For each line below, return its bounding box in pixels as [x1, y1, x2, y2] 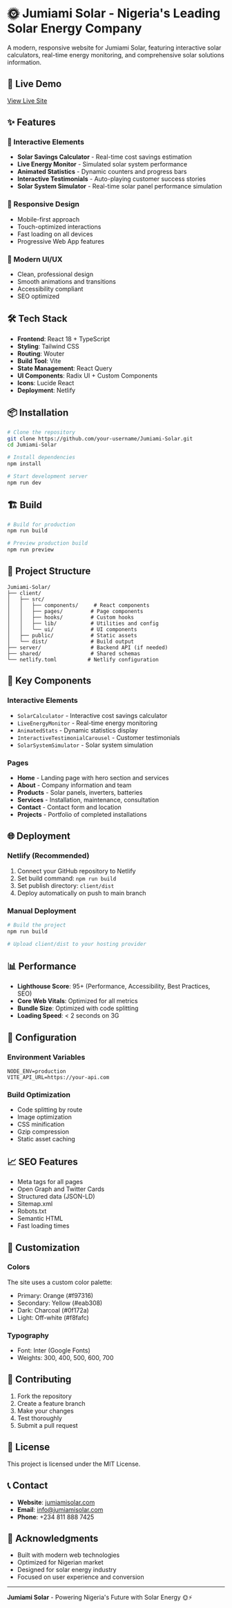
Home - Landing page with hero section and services [17, 773, 169, 782]
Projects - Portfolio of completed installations [17, 810, 147, 818]
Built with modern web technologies [17, 1551, 120, 1559]
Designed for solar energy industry [17, 1566, 117, 1574]
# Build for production [7, 521, 76, 528]
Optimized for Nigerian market [17, 1558, 104, 1567]
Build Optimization [7, 1089, 71, 1099]
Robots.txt [17, 1207, 47, 1215]
